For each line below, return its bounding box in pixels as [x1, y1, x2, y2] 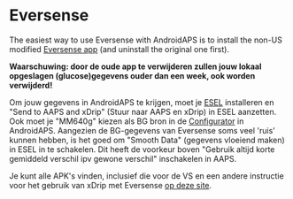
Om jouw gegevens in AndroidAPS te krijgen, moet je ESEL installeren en [9, 96, 274, 107]
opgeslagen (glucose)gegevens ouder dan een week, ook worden [9, 70, 256, 80]
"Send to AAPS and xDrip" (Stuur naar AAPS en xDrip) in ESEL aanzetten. [9, 106, 277, 117]
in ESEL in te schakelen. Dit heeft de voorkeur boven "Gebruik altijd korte [9, 143, 275, 155]
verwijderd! [9, 80, 53, 90]
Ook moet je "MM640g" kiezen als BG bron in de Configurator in [9, 116, 244, 126]
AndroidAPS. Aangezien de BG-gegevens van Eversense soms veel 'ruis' [9, 125, 276, 135]
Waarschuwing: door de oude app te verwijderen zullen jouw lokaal [9, 61, 262, 72]
